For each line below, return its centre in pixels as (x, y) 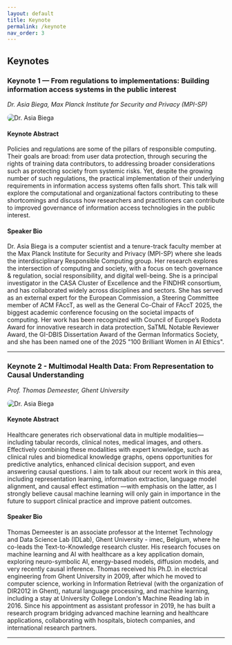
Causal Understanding (46, 375)
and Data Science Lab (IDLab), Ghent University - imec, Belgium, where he (113, 540)
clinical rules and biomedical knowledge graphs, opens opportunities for (110, 457)
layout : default (30, 13)
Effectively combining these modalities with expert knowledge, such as (108, 449)
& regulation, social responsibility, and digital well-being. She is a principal (113, 276)
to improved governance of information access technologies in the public (111, 208)
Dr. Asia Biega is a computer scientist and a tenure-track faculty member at (114, 246)
